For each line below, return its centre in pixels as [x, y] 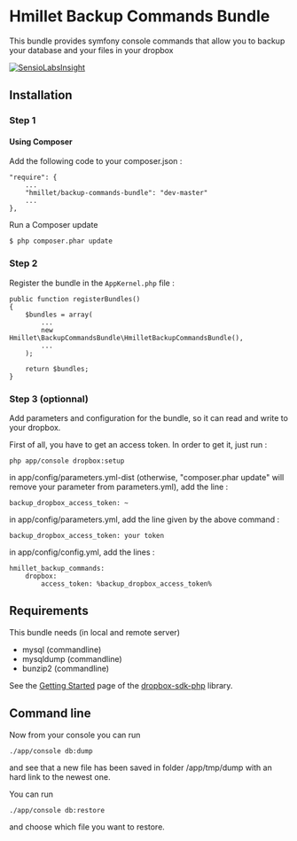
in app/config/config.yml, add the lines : [82, 552]
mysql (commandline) [62, 650]
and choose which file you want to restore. [87, 827]
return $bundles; [57, 369]
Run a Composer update [54, 225]
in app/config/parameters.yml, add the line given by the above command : [145, 519]
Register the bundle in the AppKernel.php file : [92, 283]
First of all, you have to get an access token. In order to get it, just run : [138, 445]
